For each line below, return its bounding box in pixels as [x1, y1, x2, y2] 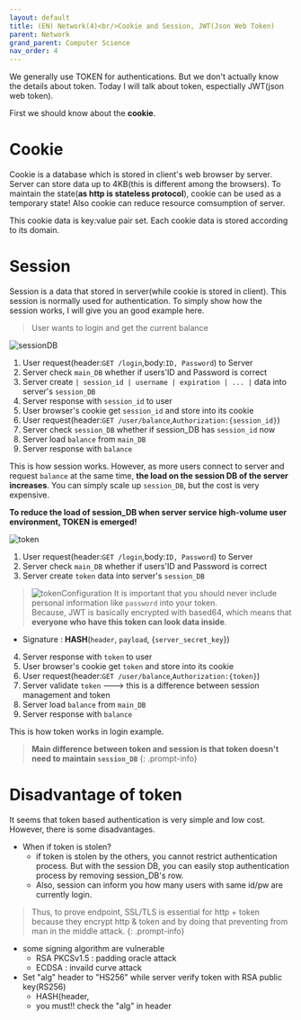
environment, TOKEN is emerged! [9, 516, 137, 527]
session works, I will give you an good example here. [9, 305, 205, 316]
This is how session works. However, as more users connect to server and [9, 461, 285, 471]
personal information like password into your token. [31, 597, 218, 608]
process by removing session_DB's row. [35, 870, 184, 881]
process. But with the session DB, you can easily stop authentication [35, 860, 290, 871]
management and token [22, 690, 111, 700]
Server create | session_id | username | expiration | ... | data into [22, 377, 288, 387]
